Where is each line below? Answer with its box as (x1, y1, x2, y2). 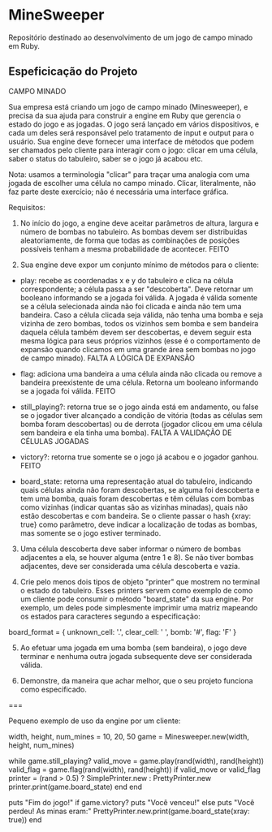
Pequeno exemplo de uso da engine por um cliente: (8, 716, 181, 726)
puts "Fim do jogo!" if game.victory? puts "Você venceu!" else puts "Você (8, 797, 255, 807)
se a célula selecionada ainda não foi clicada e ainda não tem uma (19, 301, 242, 311)
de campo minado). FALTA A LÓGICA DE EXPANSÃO (19, 353, 195, 363)
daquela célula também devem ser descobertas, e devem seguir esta (19, 327, 252, 337)
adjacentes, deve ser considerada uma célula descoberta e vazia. (19, 561, 240, 571)
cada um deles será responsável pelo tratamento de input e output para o (8, 127, 254, 137)
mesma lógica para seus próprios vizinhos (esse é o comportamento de (19, 335, 261, 346)
